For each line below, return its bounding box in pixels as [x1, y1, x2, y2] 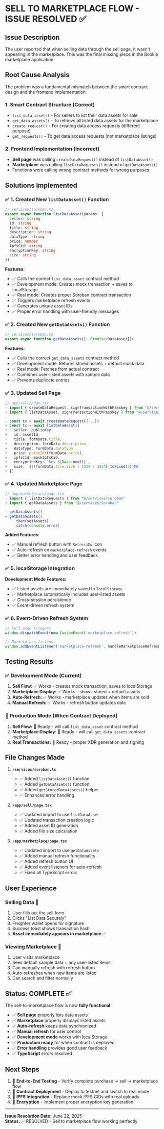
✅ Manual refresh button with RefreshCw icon [12, 541, 102, 547]
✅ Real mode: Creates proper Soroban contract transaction [12, 292, 131, 298]
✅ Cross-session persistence [12, 597, 71, 602]
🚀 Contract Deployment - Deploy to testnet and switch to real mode [12, 1088, 149, 1094]
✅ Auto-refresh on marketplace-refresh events [12, 547, 107, 553]
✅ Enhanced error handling [19, 792, 75, 798]
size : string [9, 252, 36, 257]
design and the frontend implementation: [5, 89, 87, 95]
